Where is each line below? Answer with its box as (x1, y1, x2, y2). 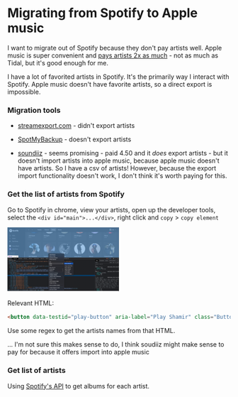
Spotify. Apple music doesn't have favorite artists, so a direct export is (7, 80, 212, 88)
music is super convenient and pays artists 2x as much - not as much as (7, 51, 218, 60)
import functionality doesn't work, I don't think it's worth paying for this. (17, 172, 227, 180)
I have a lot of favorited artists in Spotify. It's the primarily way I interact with (7, 72, 229, 81)
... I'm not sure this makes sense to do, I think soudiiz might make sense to (7, 340, 225, 349)
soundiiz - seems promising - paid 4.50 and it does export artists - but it (17, 149, 228, 158)
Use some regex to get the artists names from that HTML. (7, 327, 176, 335)
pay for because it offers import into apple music (7, 348, 150, 357)
